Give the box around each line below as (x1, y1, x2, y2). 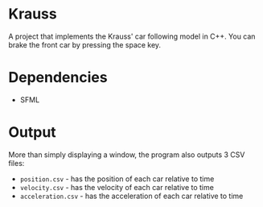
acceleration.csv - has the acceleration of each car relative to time (19, 191, 244, 201)
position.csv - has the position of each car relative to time (19, 174, 215, 184)
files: (8, 158, 25, 168)
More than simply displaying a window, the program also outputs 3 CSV (8, 150, 245, 159)
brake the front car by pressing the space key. (8, 39, 162, 49)
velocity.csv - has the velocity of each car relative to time (19, 182, 215, 192)
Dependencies (8, 68, 108, 87)
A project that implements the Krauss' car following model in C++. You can (8, 31, 256, 41)
